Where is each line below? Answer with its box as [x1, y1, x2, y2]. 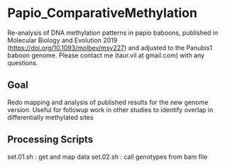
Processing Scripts [7, 133, 94, 146]
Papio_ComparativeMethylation [7, 5, 197, 21]
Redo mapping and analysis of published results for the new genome [7, 98, 209, 106]
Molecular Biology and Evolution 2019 [7, 35, 118, 44]
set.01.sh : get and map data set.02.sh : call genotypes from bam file [7, 152, 208, 161]
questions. [7, 58, 38, 67]
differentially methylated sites [7, 113, 94, 121]
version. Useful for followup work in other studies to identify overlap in [7, 105, 214, 114]
